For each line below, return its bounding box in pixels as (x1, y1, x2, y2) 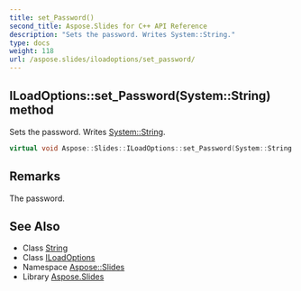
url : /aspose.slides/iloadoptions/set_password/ (9, 55, 196, 64)
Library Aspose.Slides (22, 271, 105, 282)
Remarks (9, 168, 61, 185)
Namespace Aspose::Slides (22, 262, 125, 273)
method (9, 103, 54, 118)
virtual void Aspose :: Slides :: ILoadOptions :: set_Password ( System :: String (9, 143, 293, 153)
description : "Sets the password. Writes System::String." (9, 30, 236, 39)
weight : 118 (9, 47, 54, 56)
